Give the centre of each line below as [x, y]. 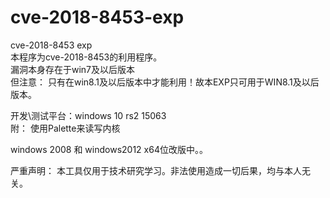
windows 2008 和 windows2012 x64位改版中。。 [109, 149]
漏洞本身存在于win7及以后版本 [73, 69]
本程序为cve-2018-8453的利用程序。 [86, 57]
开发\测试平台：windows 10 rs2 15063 [88, 115]
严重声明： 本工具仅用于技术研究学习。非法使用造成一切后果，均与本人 [156, 170]
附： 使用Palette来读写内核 [65, 128]
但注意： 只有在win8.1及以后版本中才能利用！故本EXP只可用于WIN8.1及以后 [165, 82]
